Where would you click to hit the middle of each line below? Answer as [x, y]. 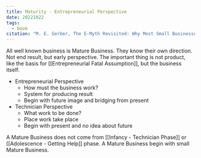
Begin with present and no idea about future [78, 126]
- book [20, 28]
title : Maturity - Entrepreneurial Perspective [67, 12]
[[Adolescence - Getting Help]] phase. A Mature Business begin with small [98, 144]
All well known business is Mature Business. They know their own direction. [99, 51]
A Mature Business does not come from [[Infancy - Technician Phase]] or [96, 137]
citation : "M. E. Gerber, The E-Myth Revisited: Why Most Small [88, 34]
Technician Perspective [44, 107]
